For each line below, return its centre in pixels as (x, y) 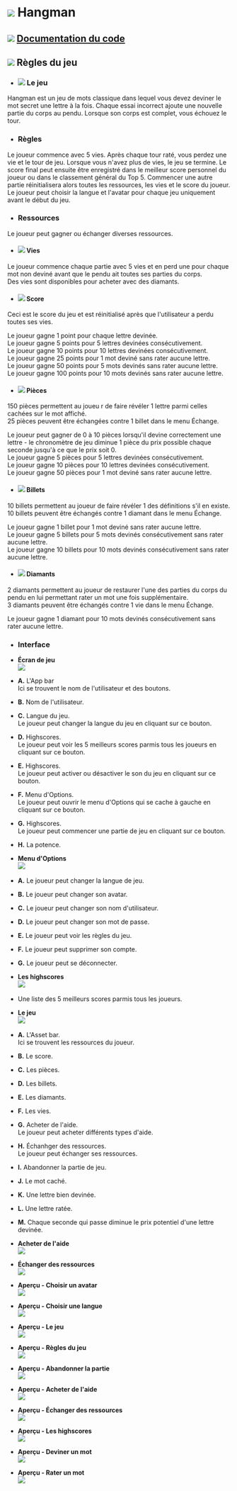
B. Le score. (35, 1056)
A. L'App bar (36, 681)
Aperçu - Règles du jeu (52, 1348)
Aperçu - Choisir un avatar (57, 1285)
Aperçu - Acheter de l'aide (57, 1390)
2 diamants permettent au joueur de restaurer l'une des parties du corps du (117, 590)
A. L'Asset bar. (39, 1035)
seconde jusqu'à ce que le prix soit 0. (62, 450)
